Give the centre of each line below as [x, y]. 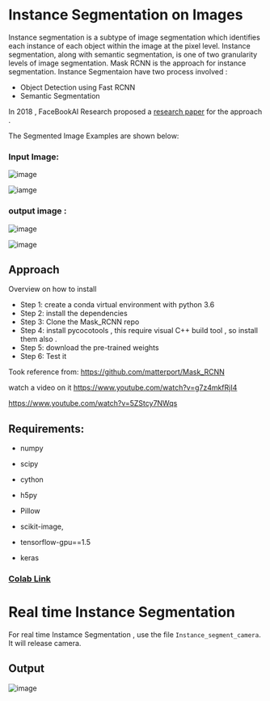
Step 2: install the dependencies [74, 314]
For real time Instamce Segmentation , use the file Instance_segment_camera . [135, 635]
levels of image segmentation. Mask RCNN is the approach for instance [127, 63]
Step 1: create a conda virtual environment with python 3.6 [117, 305]
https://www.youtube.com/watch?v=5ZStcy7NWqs [93, 403]
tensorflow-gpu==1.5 [55, 543]
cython [32, 479]
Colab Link [30, 579]
